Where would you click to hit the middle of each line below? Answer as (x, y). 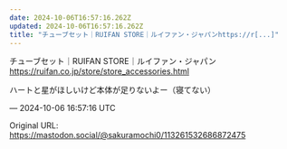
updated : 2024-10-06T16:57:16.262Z (77, 26)
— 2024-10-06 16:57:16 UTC (62, 108)
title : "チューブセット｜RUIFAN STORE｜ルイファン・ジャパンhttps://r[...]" (144, 34)
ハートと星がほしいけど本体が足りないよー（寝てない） (112, 90)
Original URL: (34, 126)
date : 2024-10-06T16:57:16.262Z (70, 18)
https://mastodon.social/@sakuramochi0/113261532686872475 (128, 135)
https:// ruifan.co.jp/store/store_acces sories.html (100, 71)
